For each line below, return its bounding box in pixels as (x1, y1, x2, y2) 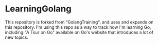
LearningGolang (5, 3, 71, 14)
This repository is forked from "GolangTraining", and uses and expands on (5, 19, 154, 25)
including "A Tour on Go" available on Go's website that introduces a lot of (5, 29, 154, 35)
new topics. (5, 34, 28, 40)
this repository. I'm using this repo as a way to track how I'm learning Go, (5, 24, 152, 30)
